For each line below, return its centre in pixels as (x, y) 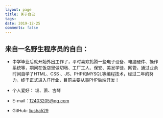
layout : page (18, 10)
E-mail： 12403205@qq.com (41, 100)
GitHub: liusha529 (30, 110)
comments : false (22, 28)
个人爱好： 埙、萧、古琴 (36, 90)
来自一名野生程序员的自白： (47, 49)
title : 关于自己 (20, 14)
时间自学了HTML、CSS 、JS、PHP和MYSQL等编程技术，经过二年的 (81, 73)
